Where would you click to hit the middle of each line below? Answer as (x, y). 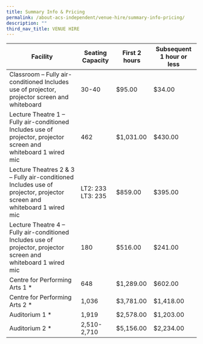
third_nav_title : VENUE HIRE (43, 29)
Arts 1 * (21, 288)
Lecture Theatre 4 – (37, 225)
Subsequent (174, 49)
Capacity (95, 60)
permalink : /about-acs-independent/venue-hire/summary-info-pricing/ (96, 18)
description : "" (27, 23)
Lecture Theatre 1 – (37, 114)
